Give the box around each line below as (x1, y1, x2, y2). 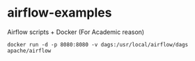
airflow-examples (7, 5, 112, 21)
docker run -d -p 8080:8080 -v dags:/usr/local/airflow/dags (7, 41, 189, 48)
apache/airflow (7, 47, 52, 54)
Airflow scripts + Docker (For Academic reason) (7, 28, 145, 36)
